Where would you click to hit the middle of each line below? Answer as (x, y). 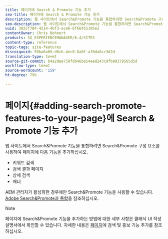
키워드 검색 (23, 162)
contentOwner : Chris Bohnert (35, 33)
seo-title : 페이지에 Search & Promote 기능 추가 (52, 15)
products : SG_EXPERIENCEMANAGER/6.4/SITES (50, 38)
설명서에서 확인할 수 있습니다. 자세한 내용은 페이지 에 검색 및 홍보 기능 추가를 (79, 225)
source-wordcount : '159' (31, 71)
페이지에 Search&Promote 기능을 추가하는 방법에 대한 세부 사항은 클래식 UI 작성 (83, 218)
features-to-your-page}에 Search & (80, 118)
